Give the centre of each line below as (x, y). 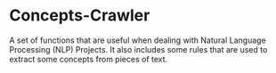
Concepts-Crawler (80, 16)
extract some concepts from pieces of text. (89, 59)
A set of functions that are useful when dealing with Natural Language (138, 40)
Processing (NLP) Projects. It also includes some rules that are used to (138, 49)
